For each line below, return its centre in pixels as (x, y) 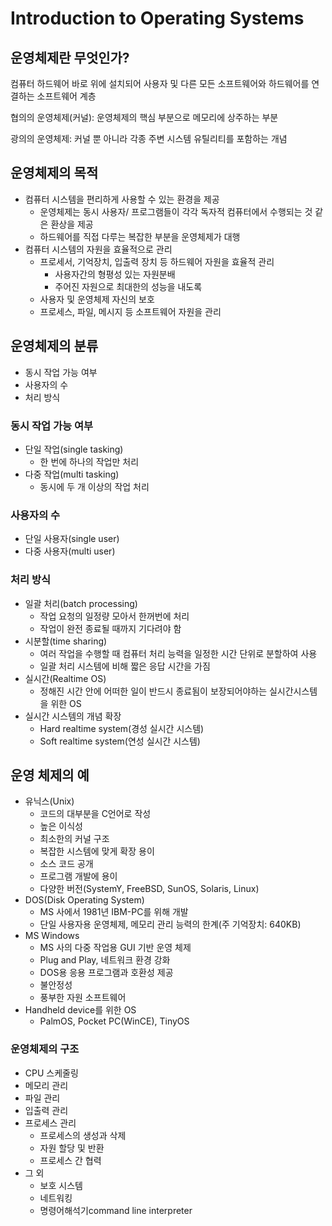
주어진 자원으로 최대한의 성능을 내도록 (128, 286)
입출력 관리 (46, 1110)
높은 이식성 (61, 826)
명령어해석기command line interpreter (116, 1210)
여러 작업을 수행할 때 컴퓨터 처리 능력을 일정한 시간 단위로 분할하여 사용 (178, 653)
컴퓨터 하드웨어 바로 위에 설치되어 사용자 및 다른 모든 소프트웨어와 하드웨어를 (160, 83)
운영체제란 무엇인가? (70, 57)
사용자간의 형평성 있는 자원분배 (115, 274)
